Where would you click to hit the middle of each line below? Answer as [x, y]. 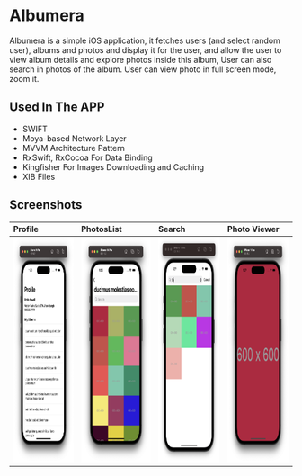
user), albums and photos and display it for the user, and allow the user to [146, 49]
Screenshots [46, 205]
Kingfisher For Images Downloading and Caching [113, 166]
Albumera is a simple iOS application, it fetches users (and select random [145, 40]
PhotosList [102, 229]
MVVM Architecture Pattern [74, 148]
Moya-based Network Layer [75, 138]
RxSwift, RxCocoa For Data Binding [87, 157]
